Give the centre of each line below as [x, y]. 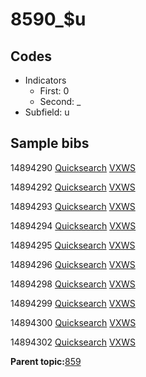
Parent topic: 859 [46, 361]
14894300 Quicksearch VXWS [73, 322]
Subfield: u [47, 112]
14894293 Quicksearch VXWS [73, 206]
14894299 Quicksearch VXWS [73, 303]
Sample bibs [50, 143]
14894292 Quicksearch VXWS [73, 187]
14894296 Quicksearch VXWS [73, 264]
